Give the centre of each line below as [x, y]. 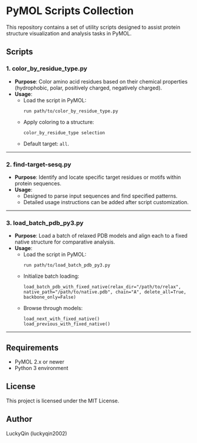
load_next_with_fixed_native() [62, 319]
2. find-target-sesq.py [39, 164]
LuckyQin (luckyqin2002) [37, 433]
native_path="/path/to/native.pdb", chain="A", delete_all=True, [105, 292]
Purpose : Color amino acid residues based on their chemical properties [101, 81]
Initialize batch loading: [51, 276]
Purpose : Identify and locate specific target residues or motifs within [98, 177]
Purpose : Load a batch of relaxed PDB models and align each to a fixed [101, 236]
